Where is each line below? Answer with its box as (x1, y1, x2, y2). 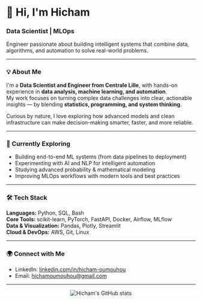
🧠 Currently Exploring (6, 139, 71, 148)
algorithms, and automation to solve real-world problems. (6, 47, 148, 54)
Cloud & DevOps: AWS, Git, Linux (6, 228, 90, 236)
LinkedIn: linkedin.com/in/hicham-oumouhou (14, 265, 126, 273)
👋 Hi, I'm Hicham (6, 5, 90, 19)
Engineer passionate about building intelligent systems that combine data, (6, 40, 189, 48)
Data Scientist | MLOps (6, 27, 75, 36)
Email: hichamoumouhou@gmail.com (14, 272, 107, 279)
